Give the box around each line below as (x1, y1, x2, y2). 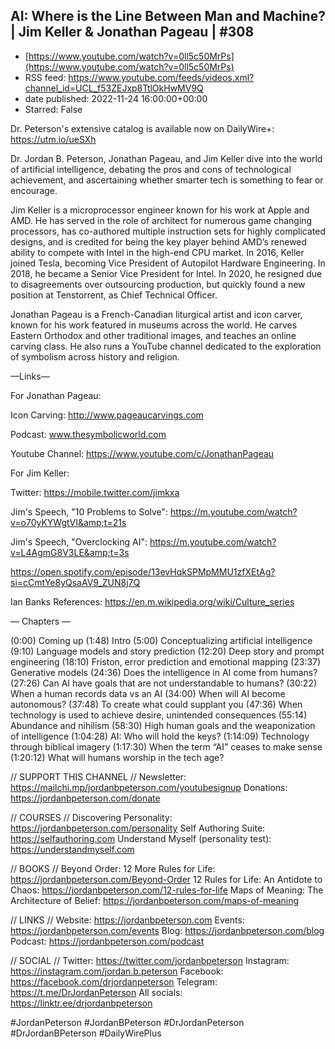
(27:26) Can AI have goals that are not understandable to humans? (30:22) (10, 677, 318, 689)
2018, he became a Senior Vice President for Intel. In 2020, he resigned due (10, 267, 323, 279)
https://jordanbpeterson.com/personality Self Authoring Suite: (10, 822, 266, 834)
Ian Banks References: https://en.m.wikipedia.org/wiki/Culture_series (10, 595, 295, 608)
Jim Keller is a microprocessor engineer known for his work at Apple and (10, 204, 310, 216)
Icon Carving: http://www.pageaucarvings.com (10, 409, 204, 421)
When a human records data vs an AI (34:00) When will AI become (10, 687, 286, 699)
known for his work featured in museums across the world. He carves (10, 319, 298, 331)
